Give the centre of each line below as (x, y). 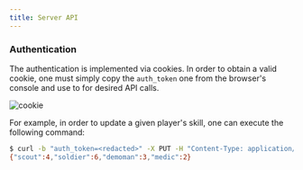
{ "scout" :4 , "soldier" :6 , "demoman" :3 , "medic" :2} (101, 157)
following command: (47, 132)
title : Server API (44, 18)
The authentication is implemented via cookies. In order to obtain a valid (143, 68)
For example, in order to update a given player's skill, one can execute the (147, 122)
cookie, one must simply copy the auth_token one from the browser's (138, 78)
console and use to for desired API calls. (84, 87)
